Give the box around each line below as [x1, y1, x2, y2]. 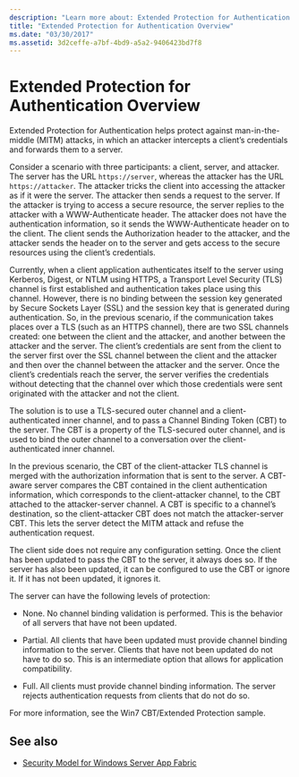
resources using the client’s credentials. [9, 247, 157, 258]
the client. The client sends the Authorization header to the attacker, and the [9, 228, 291, 239]
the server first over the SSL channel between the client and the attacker [9, 350, 278, 361]
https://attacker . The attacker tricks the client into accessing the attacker [9, 181, 286, 192]
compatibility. [21, 663, 73, 674]
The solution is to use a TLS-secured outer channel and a [9, 406, 221, 416]
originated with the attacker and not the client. [9, 388, 180, 399]
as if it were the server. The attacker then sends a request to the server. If [9, 190, 281, 201]
